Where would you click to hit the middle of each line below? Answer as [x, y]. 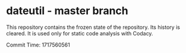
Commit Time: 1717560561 [38, 45]
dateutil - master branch [67, 11]
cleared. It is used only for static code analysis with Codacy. [80, 33]
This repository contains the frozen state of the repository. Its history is [93, 27]
